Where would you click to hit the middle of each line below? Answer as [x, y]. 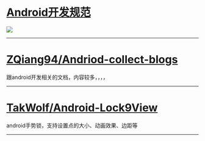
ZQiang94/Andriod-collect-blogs [92, 60]
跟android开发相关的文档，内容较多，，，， [57, 77]
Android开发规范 [49, 12]
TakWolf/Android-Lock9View [82, 108]
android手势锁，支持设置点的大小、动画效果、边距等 [72, 125]
